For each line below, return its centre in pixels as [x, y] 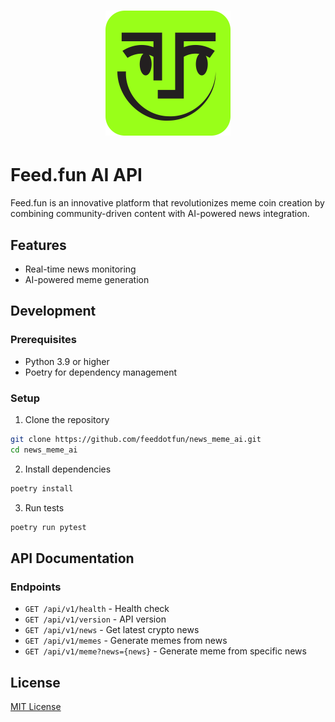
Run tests [44, 507]
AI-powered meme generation [87, 279]
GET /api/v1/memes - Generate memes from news [126, 641]
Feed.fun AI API [76, 175]
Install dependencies [68, 469]
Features [38, 245]
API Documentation [72, 558]
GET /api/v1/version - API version [95, 619]
